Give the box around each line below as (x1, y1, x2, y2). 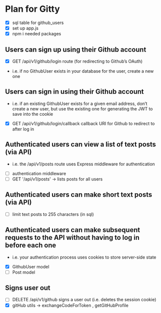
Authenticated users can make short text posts (5, 190, 152, 199)
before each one (5, 241, 56, 250)
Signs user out (5, 284, 51, 292)
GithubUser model (12, 263, 50, 269)
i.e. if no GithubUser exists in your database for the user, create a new (12, 68, 154, 74)
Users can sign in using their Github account (5, 87, 144, 96)
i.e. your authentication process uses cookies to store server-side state (12, 254, 157, 260)
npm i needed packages (12, 31, 61, 37)
